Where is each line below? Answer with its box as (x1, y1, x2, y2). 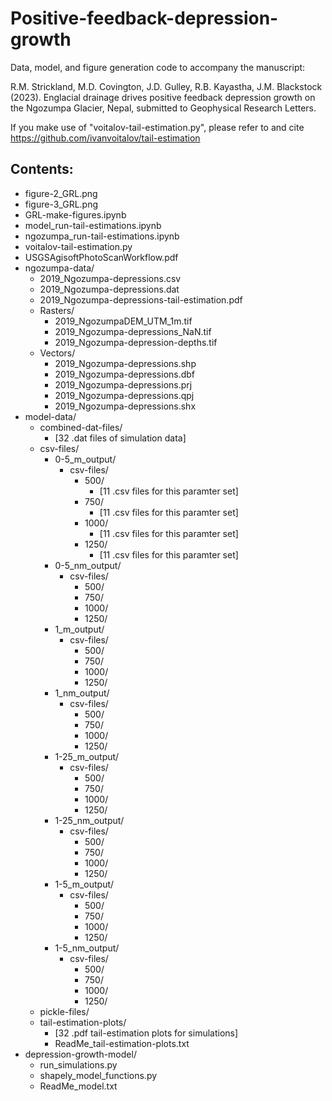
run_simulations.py (39, 1058, 118, 1071)
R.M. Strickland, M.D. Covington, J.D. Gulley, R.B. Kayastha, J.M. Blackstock (10, 80, 323, 92)
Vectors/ (39, 347, 76, 359)
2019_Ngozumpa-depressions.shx (54, 400, 197, 412)
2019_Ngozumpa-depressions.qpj (54, 389, 195, 401)
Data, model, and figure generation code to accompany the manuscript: (10, 61, 306, 73)
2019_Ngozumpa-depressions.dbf (54, 368, 196, 380)
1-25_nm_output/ (54, 814, 125, 826)
